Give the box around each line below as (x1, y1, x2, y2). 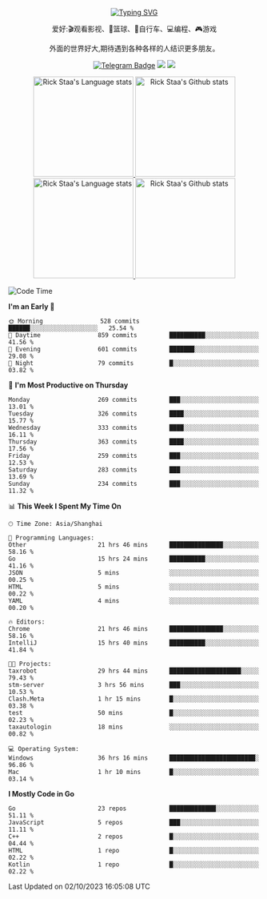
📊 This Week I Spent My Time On (8, 501, 122, 511)
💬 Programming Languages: (8, 534, 94, 542)
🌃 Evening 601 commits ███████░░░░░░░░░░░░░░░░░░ (8, 345, 260, 353)
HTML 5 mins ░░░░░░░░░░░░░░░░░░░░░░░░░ (8, 583, 260, 591)
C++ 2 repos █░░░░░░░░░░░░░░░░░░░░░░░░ (8, 833, 260, 841)
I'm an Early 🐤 (8, 302, 55, 311)
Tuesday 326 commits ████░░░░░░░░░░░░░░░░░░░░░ (8, 410, 260, 418)
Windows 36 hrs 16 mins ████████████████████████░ (8, 754, 260, 762)
